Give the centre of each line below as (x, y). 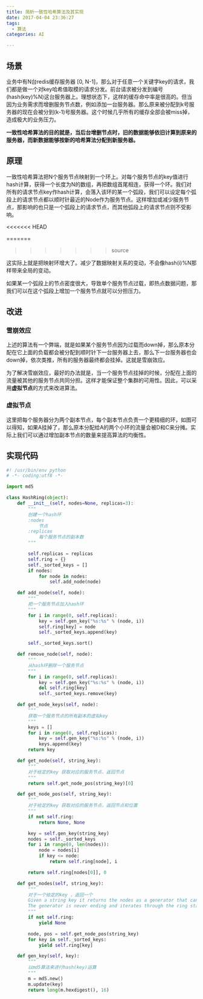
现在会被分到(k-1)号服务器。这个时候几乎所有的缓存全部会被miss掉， (108, 112)
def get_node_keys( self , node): (58, 705)
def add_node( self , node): (51, 593)
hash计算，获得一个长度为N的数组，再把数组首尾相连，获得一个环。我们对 (99, 184)
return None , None (62, 822)
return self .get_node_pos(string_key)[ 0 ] (81, 783)
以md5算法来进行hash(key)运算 (62, 967)
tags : (13, 23)
